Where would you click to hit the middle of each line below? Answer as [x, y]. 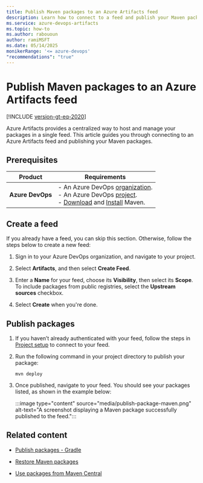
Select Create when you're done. [56, 305]
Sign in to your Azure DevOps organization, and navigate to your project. [105, 257]
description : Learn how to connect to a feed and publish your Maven [96, 18]
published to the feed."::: [46, 416]
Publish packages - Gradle [48, 450]
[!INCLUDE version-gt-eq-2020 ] [46, 116]
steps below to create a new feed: [49, 245]
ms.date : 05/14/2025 [32, 46]
